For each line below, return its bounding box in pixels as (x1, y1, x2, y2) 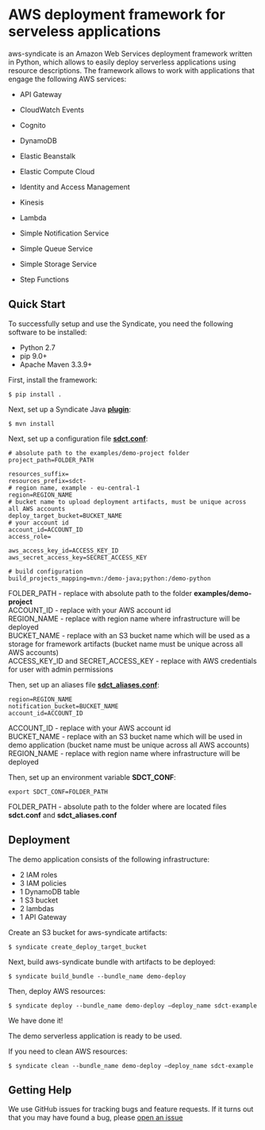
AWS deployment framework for (8, 6, 226, 24)
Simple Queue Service (19, 244, 94, 253)
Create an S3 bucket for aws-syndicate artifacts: (8, 927, 168, 937)
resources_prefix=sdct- (8, 477, 87, 485)
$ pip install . (8, 390, 62, 399)
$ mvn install (8, 419, 56, 427)
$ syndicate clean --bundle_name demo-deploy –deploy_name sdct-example (8, 1062, 254, 1070)
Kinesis (19, 197, 44, 207)
